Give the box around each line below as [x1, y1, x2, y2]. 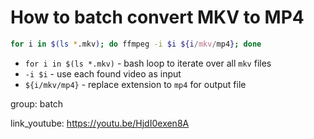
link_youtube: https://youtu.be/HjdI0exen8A [10, 117, 190, 129]
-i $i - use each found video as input [24, 67, 182, 80]
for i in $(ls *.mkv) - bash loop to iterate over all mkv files [24, 57, 272, 69]
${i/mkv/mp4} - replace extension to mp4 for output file [24, 78, 247, 90]
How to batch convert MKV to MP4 [10, 6, 305, 29]
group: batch [10, 97, 64, 110]
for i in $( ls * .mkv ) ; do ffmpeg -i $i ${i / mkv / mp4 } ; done [10, 39, 262, 49]
